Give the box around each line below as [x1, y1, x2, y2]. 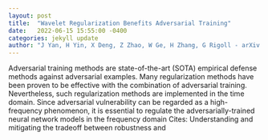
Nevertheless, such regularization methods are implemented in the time [8, 89, 245, 98]
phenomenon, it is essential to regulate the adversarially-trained [43, 106, 255, 116]
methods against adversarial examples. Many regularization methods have [8, 72, 254, 82]
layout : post [8, 11, 52, 20]
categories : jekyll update [8, 34, 99, 42]
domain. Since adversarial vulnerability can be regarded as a [8, 98, 209, 107]
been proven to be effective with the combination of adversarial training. [8, 81, 247, 90]
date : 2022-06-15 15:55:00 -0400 [8, 26, 128, 34]
